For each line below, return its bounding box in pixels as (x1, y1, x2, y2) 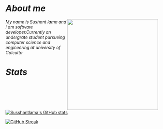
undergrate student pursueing (5, 34, 65, 40)
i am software (5, 24, 33, 29)
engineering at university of (5, 44, 61, 50)
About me (5, 3, 46, 14)
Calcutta (5, 49, 23, 56)
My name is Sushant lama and (5, 19, 67, 25)
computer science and (5, 39, 50, 45)
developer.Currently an (5, 29, 51, 35)
